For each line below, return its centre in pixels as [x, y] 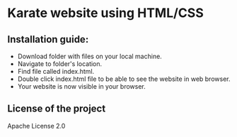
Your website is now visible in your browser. [82, 86]
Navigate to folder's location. [60, 64]
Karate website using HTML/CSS [105, 13]
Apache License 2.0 [36, 126]
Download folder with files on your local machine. [90, 56]
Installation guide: [48, 39]
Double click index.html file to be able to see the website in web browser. [124, 79]
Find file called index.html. [56, 71]
